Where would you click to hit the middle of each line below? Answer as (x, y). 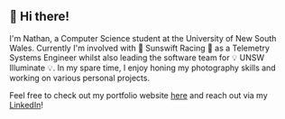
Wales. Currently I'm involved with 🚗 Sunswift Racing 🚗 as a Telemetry (140, 48)
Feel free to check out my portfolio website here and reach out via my (138, 95)
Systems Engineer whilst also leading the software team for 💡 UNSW (137, 57)
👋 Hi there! (40, 17)
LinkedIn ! (26, 105)
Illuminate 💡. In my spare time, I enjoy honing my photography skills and (143, 68)
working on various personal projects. (80, 78)
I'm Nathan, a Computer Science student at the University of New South (143, 38)
